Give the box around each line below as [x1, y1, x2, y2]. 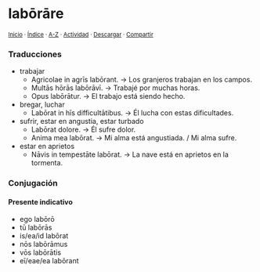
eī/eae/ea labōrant [19, 256, 80, 266]
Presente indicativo [8, 197, 73, 206]
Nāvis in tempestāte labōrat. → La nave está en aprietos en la [31, 150, 229, 159]
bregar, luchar [19, 100, 65, 110]
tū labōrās [19, 223, 52, 232]
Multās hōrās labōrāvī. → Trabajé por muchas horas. [31, 83, 200, 92]
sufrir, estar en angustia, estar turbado [19, 117, 144, 126]
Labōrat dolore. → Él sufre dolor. [31, 125, 136, 134]
